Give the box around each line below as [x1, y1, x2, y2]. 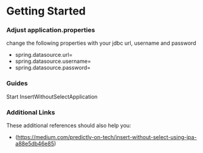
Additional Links [6, 108, 55, 116]
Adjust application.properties [6, 26, 95, 34]
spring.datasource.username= [15, 57, 91, 65]
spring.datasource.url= [15, 51, 73, 59]
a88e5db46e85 [15, 140, 55, 148]
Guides [6, 79, 29, 88]
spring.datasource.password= [15, 64, 91, 71]
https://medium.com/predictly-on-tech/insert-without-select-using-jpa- [17, 134, 197, 141]
